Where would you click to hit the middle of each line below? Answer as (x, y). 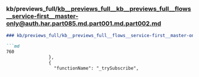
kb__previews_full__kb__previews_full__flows (124, 9)
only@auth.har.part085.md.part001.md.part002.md (84, 24)
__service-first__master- (42, 16)
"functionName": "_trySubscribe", (96, 68)
